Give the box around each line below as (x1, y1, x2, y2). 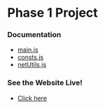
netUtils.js (17, 61, 47, 69)
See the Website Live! (7, 78, 83, 88)
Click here (17, 94, 48, 102)
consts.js (17, 53, 44, 61)
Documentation (7, 30, 62, 40)
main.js (17, 45, 38, 54)
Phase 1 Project (7, 5, 98, 21)
